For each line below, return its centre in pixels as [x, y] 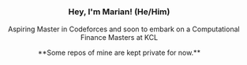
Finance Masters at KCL [119, 38]
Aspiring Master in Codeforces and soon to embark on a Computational [124, 29]
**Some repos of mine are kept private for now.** [119, 52]
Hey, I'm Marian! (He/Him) [119, 12]
